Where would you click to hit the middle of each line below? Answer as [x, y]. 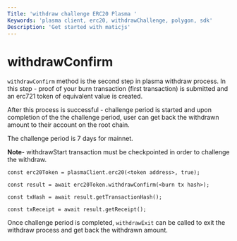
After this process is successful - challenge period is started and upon [109, 110]
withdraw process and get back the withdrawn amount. [87, 230]
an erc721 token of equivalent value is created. [75, 97]
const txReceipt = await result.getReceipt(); [77, 210]
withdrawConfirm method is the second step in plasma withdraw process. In [117, 81]
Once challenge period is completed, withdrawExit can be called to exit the [116, 223]
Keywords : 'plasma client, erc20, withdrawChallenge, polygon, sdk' [110, 20]
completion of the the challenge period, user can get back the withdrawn [114, 118]
